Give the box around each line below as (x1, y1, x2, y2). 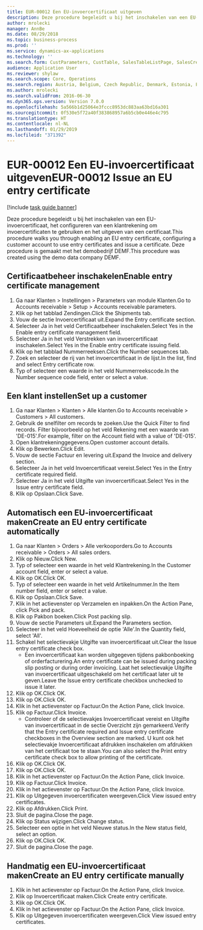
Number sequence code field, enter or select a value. (15, 373, 148, 380)
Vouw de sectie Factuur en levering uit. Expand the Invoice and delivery (15, 451, 192, 459)
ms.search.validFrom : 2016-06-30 (7, 93, 91, 99)
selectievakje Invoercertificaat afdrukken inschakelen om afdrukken (24, 741, 193, 748)
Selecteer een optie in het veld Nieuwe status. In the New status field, (15, 824, 187, 832)
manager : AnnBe (7, 25, 45, 32)
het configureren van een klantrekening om (50, 221, 157, 229)
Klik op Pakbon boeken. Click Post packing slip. (15, 613, 132, 620)
